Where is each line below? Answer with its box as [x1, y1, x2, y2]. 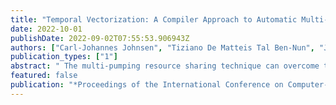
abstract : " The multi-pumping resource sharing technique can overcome [10, 61, 320, 71]
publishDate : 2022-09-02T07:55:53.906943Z [10, 33, 190, 43]
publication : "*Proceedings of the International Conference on [10, 80, 284, 90]
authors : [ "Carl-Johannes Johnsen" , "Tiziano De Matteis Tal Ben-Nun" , [10, 42, 315, 53]
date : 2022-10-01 [10, 24, 83, 34]
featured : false [10, 71, 78, 81]
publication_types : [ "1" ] [10, 52, 118, 62]
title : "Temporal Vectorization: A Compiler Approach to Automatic [10, 14, 298, 25]
